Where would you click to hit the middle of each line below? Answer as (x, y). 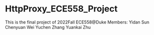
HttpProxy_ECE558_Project (61, 9)
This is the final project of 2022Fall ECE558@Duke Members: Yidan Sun (77, 22)
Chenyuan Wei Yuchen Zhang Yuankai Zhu (48, 27)
